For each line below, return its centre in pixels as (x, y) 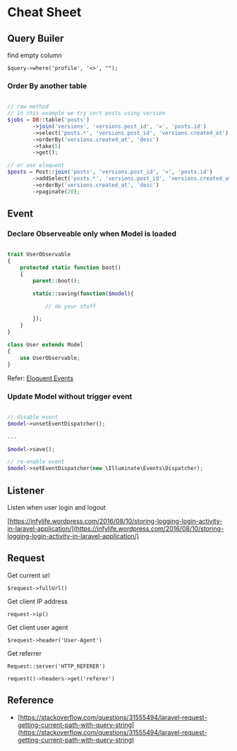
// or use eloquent (36, 166)
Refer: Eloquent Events (41, 378)
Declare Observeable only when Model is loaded (92, 234)
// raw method (28, 107)
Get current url (29, 575)
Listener (26, 490)
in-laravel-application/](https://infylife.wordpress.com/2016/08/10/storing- (116, 528)
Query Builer (36, 38)
